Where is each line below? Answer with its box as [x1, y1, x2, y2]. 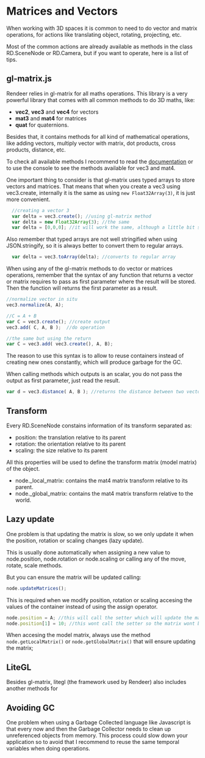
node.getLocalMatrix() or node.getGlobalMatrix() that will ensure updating [6, 638, 196, 646]
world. [15, 496, 32, 504]
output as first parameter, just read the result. [6, 377, 120, 385]
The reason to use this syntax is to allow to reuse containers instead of [6, 352, 184, 359]
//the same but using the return [6, 335, 92, 342]
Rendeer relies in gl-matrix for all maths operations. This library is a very [6, 90, 188, 97]
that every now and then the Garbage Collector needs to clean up [6, 726, 171, 732]
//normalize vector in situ [6, 296, 78, 303]
